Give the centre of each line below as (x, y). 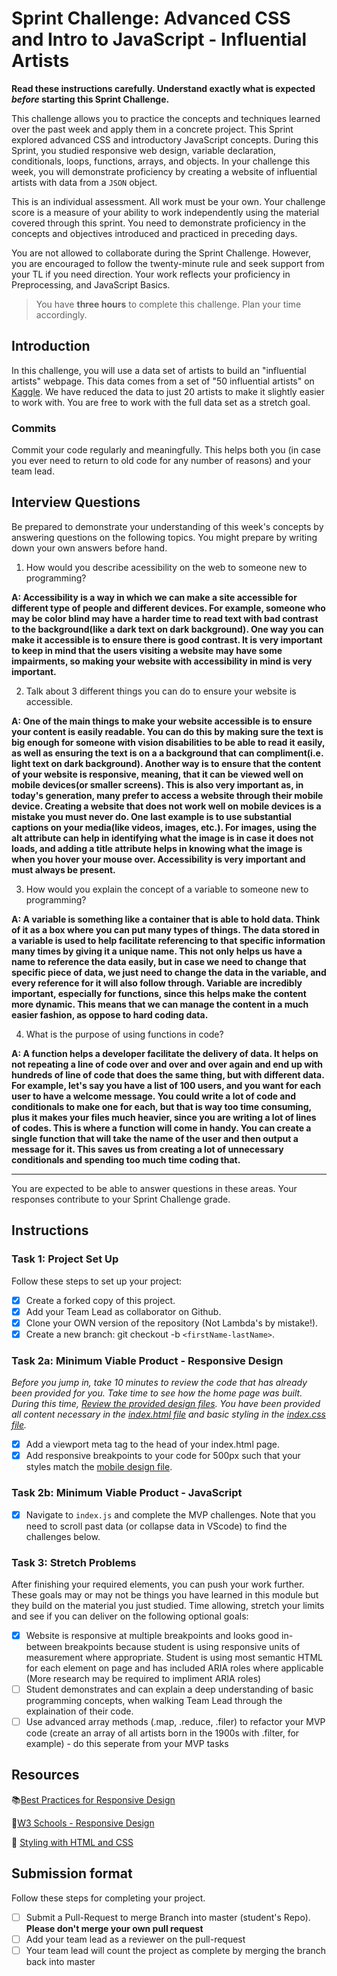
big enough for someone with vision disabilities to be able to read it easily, (168, 742)
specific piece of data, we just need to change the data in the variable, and (169, 972)
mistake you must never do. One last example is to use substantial (151, 816)
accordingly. (61, 314)
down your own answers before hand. (89, 548)
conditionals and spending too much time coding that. (126, 1159)
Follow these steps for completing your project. (108, 1898)
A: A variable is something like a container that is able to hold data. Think (166, 919)
